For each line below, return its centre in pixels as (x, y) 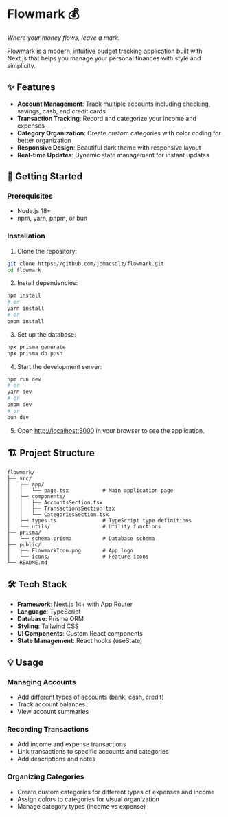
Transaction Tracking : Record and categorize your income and (107, 118)
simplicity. (21, 65)
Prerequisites (30, 196)
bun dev (18, 417)
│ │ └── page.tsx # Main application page (90, 490)
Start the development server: (59, 366)
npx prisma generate (37, 347)
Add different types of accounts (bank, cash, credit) (91, 697)
